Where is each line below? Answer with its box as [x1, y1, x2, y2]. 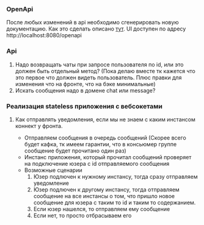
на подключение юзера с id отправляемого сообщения [24, 160, 170, 167]
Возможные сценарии [24, 166, 82, 174]
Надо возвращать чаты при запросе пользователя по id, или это [15, 60, 184, 68]
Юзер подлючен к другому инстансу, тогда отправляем [33, 185, 180, 193]
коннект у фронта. [15, 122, 63, 129]
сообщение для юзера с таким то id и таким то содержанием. [33, 199, 196, 206]
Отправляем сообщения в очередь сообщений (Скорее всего [24, 134, 186, 141]
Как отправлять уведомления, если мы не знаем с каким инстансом [15, 115, 195, 123]
